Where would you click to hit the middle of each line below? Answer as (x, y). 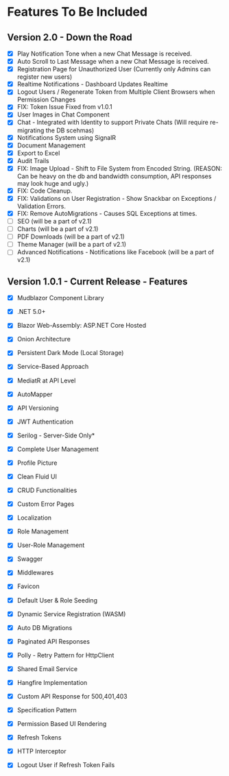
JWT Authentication (45, 422)
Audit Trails (33, 160)
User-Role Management (51, 545)
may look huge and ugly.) (53, 183)
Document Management (51, 145)
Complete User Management (58, 449)
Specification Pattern (47, 710)
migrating (31, 130)
